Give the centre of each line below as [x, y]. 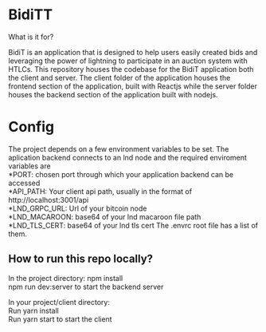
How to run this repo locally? [81, 259]
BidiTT [31, 15]
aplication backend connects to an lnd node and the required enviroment [127, 157]
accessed [24, 183]
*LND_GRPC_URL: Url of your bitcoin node [78, 208]
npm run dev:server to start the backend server [86, 287]
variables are [29, 166]
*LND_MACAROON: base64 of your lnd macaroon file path [105, 216]
